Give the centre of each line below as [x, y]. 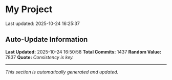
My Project [29, 9]
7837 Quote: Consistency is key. [40, 57]
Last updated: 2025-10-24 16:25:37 [43, 23]
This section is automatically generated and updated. [62, 72]
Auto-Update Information [47, 39]
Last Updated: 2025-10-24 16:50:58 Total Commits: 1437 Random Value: [83, 51]
